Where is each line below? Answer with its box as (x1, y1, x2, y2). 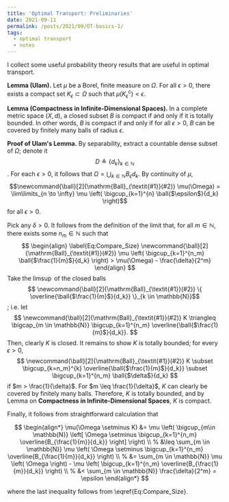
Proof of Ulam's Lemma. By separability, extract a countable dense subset (7, 140, 218, 148)
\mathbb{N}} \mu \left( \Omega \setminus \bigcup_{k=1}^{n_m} (26, 444, 204, 453)
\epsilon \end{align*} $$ (81, 474, 149, 482)
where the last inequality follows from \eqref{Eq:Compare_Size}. (7, 487, 188, 495)
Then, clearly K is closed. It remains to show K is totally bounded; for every (7, 338, 219, 347)
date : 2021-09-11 (7, 16, 57, 23)
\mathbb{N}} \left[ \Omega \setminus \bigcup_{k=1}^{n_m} (32, 430, 198, 438)
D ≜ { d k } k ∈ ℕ (95, 158, 135, 168)
